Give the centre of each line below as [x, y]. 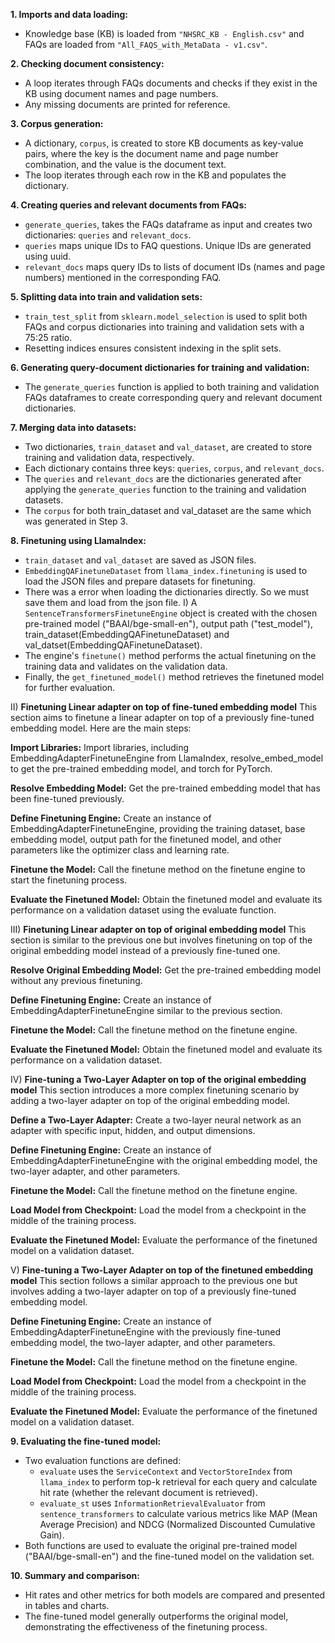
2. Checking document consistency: [87, 63]
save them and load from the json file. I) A [111, 602]
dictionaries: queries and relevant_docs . [108, 235]
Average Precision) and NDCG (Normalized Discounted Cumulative [177, 1524]
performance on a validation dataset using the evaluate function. [143, 910]
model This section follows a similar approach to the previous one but [154, 1280]
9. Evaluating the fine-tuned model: [86, 1441]
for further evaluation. [70, 687]
